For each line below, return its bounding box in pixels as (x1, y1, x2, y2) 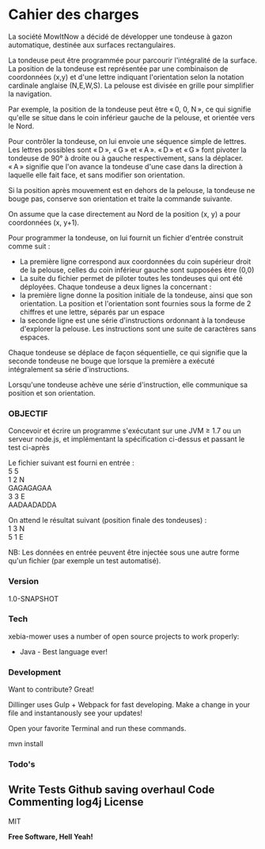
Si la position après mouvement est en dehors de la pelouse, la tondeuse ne (8, 185, 256, 195)
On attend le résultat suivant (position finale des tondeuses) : (8, 516, 207, 525)
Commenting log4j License (8, 795, 144, 809)
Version (8, 576, 40, 587)
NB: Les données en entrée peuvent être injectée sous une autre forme (8, 548, 240, 557)
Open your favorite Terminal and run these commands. (8, 724, 187, 733)
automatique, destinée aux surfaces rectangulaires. (8, 40, 176, 49)
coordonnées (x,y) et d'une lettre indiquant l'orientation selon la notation (8, 72, 244, 81)
